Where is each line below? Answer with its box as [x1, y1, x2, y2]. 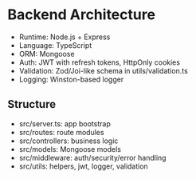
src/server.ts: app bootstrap [18, 118, 111, 129]
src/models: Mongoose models [18, 144, 121, 153]
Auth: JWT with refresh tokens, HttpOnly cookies [18, 58, 181, 67]
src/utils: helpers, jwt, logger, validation [18, 161, 148, 171]
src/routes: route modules [18, 127, 104, 137]
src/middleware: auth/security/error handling [18, 153, 167, 162]
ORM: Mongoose [18, 49, 75, 58]
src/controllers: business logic [18, 136, 119, 145]
